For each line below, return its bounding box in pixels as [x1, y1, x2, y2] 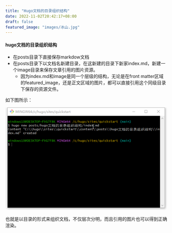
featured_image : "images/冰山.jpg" [5, 25, 80, 30]
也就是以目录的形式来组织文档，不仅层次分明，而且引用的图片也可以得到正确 [5, 216, 167, 222]
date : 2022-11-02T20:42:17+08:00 [5, 13, 77, 19]
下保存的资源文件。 [20, 86, 62, 92]
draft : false [5, 19, 33, 24]
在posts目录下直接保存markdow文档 [12, 54, 90, 60]
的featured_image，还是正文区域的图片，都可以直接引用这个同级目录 [20, 80, 166, 86]
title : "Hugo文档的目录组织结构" [5, 8, 70, 13]
